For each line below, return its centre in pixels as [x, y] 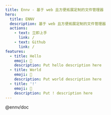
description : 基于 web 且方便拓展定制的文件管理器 [58, 24]
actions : [19, 28]
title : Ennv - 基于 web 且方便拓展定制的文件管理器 [54, 10]
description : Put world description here [58, 79]
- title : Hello [25, 56]
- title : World [25, 70]
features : [15, 51]
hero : [11, 14]
